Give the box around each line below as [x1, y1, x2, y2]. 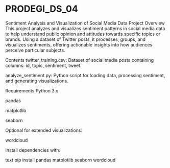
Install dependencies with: [5, 147, 61, 153]
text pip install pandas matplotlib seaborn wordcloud [5, 157, 116, 163]
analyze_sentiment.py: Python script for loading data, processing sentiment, [5, 72, 165, 78]
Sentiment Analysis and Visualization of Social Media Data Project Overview [5, 20, 165, 26]
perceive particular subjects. [5, 47, 65, 53]
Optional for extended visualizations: [5, 127, 83, 133]
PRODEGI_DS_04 [5, 3, 78, 15]
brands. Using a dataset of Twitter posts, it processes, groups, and [5, 36, 146, 42]
